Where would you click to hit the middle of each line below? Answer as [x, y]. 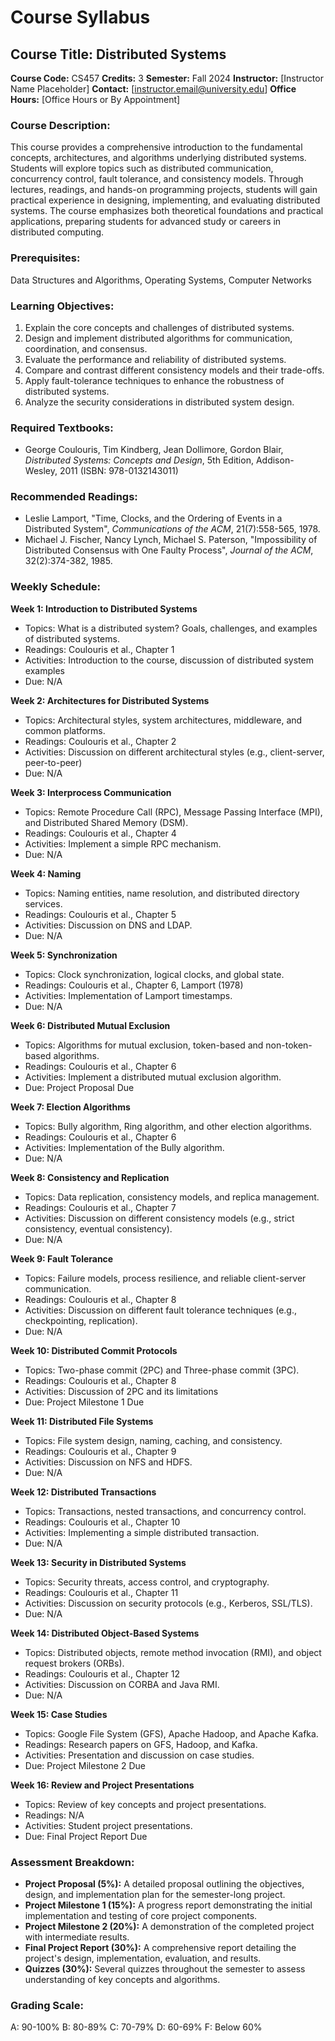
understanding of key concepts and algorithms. [122, 1980]
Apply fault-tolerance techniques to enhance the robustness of [154, 380]
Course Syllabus [80, 17]
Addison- [275, 460]
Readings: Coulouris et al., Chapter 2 [100, 741]
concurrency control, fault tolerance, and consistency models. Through [157, 179]
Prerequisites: [45, 258]
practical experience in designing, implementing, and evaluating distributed [165, 200]
